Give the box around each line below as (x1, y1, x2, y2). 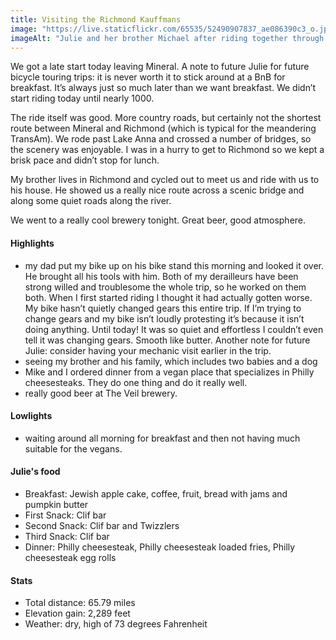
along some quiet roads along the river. (10, 195, 172, 207)
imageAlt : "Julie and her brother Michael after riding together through (10, 33, 325, 43)
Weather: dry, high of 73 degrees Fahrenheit (24, 618, 208, 630)
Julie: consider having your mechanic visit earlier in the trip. (24, 344, 272, 356)
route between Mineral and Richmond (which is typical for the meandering (10, 122, 317, 135)
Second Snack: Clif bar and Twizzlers (24, 519, 180, 531)
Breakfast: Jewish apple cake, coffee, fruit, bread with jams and (24, 487, 288, 500)
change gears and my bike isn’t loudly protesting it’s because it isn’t (24, 312, 305, 325)
